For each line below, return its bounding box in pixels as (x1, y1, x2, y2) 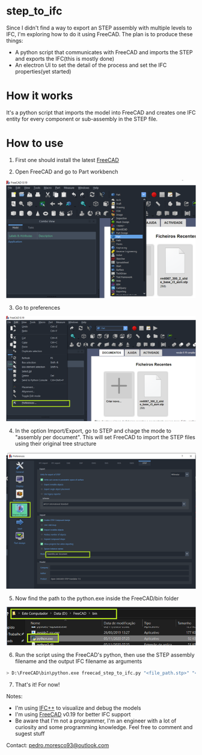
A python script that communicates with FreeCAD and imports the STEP (14, 48, 193, 55)
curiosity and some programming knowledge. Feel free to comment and (14, 723, 193, 730)
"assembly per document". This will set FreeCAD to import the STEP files (14, 434, 195, 441)
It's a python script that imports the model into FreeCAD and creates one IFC (6, 108, 196, 116)
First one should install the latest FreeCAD (14, 156, 119, 163)
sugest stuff (14, 730, 45, 737)
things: (6, 37, 23, 44)
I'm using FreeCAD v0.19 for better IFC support (14, 710, 131, 718)
